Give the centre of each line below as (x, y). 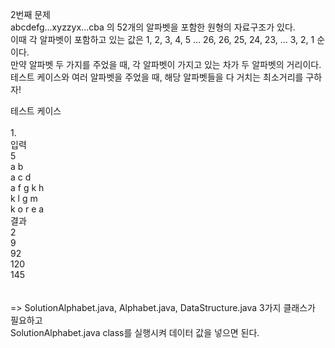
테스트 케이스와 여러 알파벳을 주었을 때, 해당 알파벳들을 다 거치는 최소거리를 (157, 77)
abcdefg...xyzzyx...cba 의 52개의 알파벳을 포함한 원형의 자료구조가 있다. (153, 27)
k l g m (24, 198)
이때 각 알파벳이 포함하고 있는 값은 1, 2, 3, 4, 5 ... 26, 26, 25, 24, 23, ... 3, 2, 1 (162, 39)
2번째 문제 (30, 14)
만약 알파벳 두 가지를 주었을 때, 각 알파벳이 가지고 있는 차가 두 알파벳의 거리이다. (166, 64)
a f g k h (27, 187)
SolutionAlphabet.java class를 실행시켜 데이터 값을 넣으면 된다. (135, 332)
